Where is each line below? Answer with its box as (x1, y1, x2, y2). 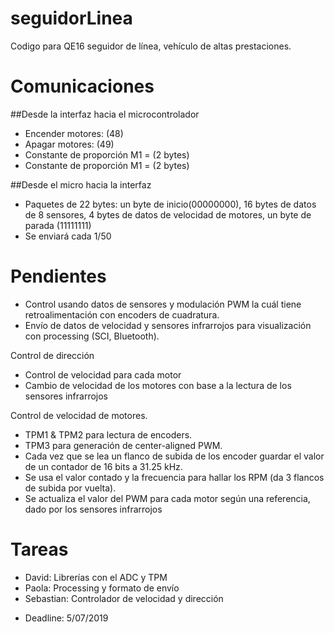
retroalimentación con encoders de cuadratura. (24, 308, 220, 321)
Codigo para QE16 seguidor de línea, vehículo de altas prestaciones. (10, 40, 292, 52)
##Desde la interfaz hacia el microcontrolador (10, 108, 200, 120)
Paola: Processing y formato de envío (24, 582, 180, 594)
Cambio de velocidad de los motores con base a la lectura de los (24, 379, 292, 391)
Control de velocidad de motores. (10, 409, 148, 421)
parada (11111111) (24, 219, 92, 231)
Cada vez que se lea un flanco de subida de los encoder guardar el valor (24, 450, 325, 462)
